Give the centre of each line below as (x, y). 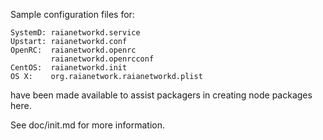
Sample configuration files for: (72, 14)
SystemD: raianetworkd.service (75, 33)
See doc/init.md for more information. (87, 125)
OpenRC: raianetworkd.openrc (73, 50)
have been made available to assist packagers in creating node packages (161, 95)
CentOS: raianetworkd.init (69, 68)
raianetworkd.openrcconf (102, 59)
